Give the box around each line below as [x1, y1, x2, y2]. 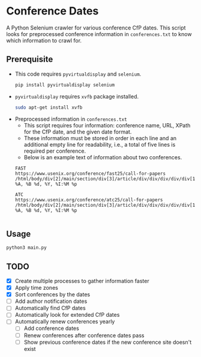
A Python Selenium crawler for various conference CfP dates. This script [6, 24, 186, 31]
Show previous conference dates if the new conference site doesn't [23, 338, 192, 346]
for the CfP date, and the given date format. [23, 128, 132, 135]
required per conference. [23, 147, 86, 154]
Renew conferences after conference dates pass [23, 332, 145, 339]
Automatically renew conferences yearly [14, 318, 115, 325]
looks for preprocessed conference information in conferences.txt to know [6, 30, 192, 37]
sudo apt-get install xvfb [14, 104, 83, 111]
